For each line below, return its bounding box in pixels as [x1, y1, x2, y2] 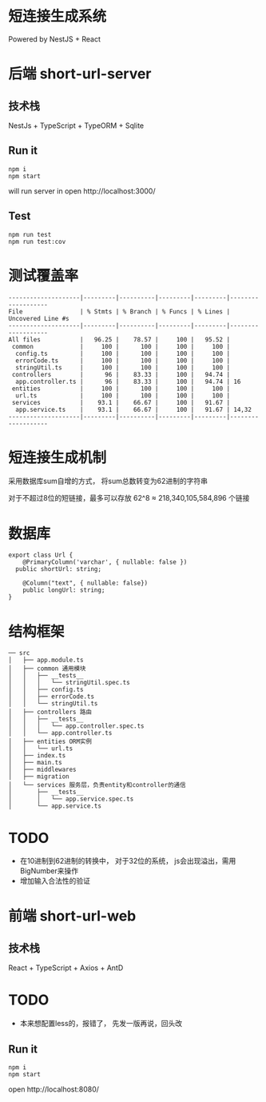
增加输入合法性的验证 [19, 876, 90, 886]
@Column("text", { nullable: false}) [22, 579, 149, 588]
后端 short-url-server [8, 65, 152, 83]
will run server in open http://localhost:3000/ [8, 186, 156, 196]
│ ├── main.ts [8, 759, 62, 767]
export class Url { [8, 551, 73, 560]
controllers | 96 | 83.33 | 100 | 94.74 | [11, 370, 230, 378]
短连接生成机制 [8, 449, 107, 466]
